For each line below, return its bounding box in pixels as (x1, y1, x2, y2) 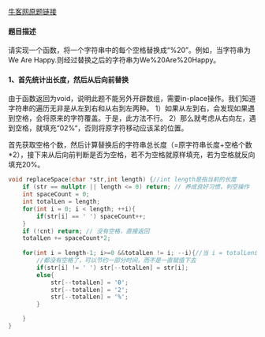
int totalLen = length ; (22, 198, 101, 206)
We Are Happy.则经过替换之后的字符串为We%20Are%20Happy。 (8, 55, 221, 65)
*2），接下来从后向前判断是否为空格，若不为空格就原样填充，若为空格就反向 (8, 150, 256, 159)
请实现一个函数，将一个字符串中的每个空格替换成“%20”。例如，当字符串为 (8, 46, 251, 55)
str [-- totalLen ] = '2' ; (50, 286, 129, 294)
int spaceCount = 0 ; (22, 190, 90, 199)
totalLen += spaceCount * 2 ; (22, 234, 111, 242)
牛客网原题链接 (8, 7, 57, 16)
